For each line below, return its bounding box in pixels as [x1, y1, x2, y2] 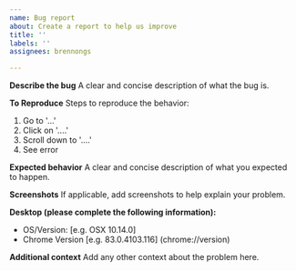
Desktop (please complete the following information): [9, 206, 217, 218]
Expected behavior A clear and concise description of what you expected [9, 162, 288, 173]
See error [22, 145, 59, 156]
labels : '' [9, 38, 51, 48]
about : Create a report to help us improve [9, 22, 178, 31]
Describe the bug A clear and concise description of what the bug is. [9, 80, 270, 91]
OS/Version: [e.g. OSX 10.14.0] [22, 225, 137, 236]
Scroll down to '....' [22, 135, 93, 146]
